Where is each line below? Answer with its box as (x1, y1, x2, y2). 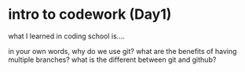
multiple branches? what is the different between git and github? (8, 55, 217, 64)
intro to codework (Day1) (8, 5, 172, 23)
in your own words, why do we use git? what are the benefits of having (8, 46, 237, 56)
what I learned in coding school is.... (8, 31, 126, 41)
